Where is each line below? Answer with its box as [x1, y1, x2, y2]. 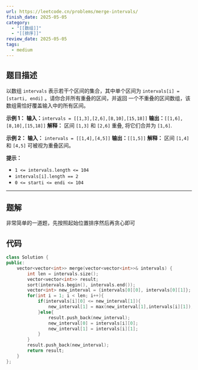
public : [6, 260, 25, 266]
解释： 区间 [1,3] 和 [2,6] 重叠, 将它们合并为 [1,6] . [47, 122, 173, 129]
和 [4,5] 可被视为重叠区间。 [6, 142, 74, 149]
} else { [37, 309, 54, 315]
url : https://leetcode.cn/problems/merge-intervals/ [6, 8, 138, 15]
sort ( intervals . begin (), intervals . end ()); [27, 281, 136, 288]
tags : [6, 42, 19, 48]
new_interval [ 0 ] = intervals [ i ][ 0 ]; [48, 320, 138, 326]
